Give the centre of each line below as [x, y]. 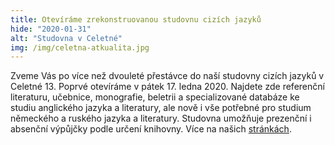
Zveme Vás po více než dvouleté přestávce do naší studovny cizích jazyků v [167, 76]
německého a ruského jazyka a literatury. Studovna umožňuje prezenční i [161, 118]
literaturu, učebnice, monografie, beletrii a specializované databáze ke [155, 97]
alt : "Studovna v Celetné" [66, 38]
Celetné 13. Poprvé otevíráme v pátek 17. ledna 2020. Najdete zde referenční [167, 87]
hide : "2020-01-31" [51, 29]
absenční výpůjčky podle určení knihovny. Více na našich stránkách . [151, 129]
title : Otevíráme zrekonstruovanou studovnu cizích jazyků [136, 19]
